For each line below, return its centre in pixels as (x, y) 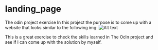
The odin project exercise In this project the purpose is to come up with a (78, 22)
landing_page (33, 9)
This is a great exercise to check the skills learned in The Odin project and (79, 37)
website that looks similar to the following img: (52, 27)
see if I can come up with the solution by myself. (53, 42)
